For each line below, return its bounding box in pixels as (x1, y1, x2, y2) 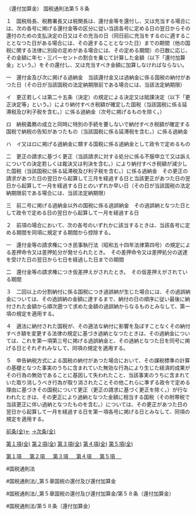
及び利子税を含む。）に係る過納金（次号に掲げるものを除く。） (16, 108, 165, 115)
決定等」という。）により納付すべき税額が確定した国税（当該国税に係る (11, 101, 183, 108)
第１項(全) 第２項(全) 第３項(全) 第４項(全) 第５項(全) (6, 441, 133, 447)
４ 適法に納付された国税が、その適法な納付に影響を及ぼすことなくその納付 (6, 322, 191, 329)
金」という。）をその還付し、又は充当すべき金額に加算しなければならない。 (6, 61, 188, 68)
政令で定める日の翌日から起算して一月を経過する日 (16, 210, 139, 216)
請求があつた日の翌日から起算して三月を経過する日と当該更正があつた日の (6, 175, 185, 181)
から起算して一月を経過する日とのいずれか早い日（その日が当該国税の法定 (11, 182, 191, 189)
